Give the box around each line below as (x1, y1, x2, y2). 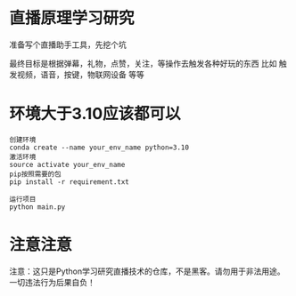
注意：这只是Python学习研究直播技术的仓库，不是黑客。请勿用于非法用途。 (9, 266, 285, 276)
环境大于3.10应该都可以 (9, 104, 181, 124)
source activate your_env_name (9, 160, 126, 169)
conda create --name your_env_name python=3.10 (9, 143, 190, 152)
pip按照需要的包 (9, 170, 62, 179)
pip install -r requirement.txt (9, 177, 129, 187)
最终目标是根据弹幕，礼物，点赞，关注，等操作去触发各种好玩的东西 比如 (9, 58, 277, 68)
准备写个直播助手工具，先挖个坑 (9, 39, 127, 50)
